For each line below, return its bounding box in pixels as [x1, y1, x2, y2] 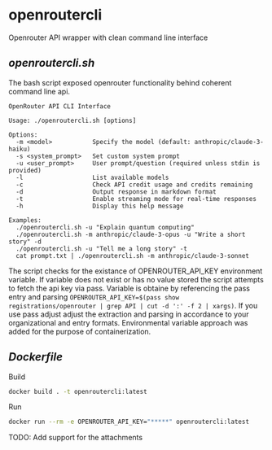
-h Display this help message [15, 202, 184, 210]
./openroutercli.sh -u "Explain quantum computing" [15, 223, 195, 231]
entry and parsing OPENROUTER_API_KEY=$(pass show [8, 291, 180, 302]
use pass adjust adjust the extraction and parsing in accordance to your [8, 309, 250, 319]
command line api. [8, 86, 71, 96]
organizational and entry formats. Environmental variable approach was [8, 317, 248, 327]
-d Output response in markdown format [15, 187, 217, 196]
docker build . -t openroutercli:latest [8, 387, 148, 395]
